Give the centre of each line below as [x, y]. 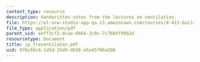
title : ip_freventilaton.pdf [42, 45]
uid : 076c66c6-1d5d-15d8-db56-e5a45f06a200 [61, 50]
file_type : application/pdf [41, 28]
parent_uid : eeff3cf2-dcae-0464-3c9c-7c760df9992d [70, 34]
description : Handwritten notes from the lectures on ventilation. [92, 17]
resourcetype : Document [36, 39]
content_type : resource [36, 12]
